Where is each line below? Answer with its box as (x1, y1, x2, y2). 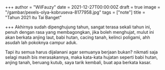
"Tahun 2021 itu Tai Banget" (5, 15, 62, 20)
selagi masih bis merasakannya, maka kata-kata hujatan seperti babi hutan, (5, 54, 158, 60)
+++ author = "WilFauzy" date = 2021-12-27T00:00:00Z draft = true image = (5, 4, 161, 10)
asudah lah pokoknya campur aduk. (5, 40, 78, 46)
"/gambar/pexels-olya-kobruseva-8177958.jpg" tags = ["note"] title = (5, 9, 145, 15)
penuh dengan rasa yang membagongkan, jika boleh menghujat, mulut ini (5, 29, 154, 35)
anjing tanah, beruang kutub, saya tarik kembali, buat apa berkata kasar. (5, 60, 152, 65)
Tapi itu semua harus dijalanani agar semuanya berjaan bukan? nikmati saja (5, 49, 158, 55)
